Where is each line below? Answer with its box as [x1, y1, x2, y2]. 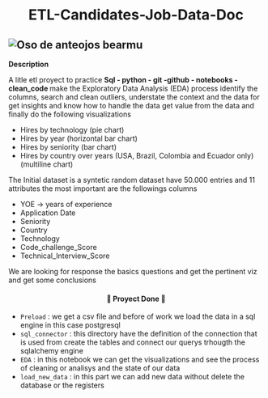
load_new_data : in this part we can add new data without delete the [19, 372, 245, 382]
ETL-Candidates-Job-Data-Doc [28, 6, 245, 24]
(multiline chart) [19, 159, 74, 169]
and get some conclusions [8, 275, 97, 285]
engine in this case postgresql [19, 320, 121, 330]
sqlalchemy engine [19, 346, 83, 356]
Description [8, 59, 49, 69]
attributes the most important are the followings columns [8, 184, 198, 193]
